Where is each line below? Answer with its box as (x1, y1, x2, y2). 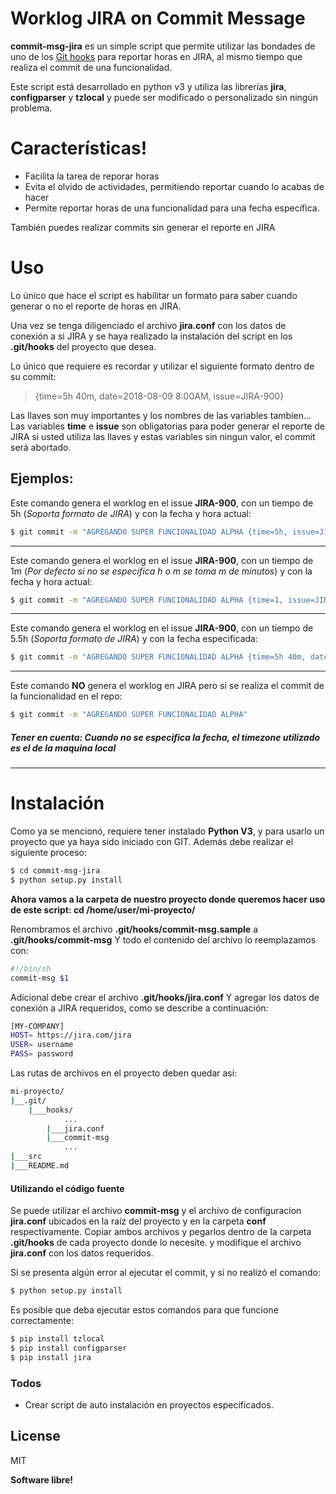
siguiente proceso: (10, 847, 87, 859)
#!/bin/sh (10, 963, 52, 974)
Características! (10, 137, 148, 160)
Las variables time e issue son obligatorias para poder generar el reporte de (10, 420, 325, 432)
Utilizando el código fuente (10, 1182, 125, 1194)
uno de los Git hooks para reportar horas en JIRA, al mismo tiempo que (10, 50, 303, 62)
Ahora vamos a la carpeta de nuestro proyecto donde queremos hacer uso (10, 893, 326, 905)
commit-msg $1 (10, 973, 70, 983)
